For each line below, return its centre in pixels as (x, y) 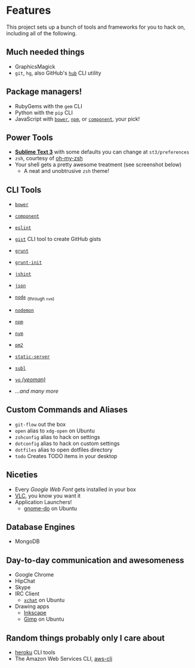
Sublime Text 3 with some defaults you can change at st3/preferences (102, 152)
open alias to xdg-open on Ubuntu (55, 431)
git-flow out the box (40, 424)
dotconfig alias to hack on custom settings (67, 443)
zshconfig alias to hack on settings (57, 437)
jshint (23, 274)
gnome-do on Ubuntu (50, 508)
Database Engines (41, 527)
